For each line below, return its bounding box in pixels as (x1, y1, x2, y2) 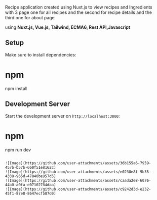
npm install (5, 85, 28, 91)
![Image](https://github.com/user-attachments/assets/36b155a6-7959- (5, 160, 152, 165)
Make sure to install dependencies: (5, 51, 77, 57)
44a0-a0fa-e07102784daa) (5, 182, 56, 187)
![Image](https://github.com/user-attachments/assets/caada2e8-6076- (5, 178, 152, 183)
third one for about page (5, 15, 55, 20)
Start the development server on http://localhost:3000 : (5, 113, 120, 119)
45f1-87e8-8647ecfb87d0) (5, 191, 56, 196)
